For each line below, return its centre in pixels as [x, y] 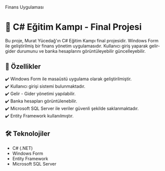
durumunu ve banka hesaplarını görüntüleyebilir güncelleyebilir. [81, 51]
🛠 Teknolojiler [28, 134]
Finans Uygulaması [24, 7]
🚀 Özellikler [23, 67]
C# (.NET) [22, 148]
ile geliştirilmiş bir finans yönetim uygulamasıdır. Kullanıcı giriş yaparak [77, 46]
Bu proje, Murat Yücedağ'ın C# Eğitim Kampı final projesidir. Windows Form [82, 40]
